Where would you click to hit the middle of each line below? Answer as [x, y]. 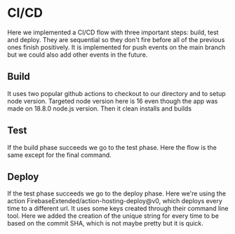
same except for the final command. [60, 155]
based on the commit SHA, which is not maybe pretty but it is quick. [105, 223]
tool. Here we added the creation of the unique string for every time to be [113, 216]
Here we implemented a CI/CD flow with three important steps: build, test [113, 32]
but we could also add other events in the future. [78, 55]
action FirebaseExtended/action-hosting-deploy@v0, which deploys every [115, 201]
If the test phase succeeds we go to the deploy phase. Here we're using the [117, 193]
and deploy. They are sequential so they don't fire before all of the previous [116, 39]
